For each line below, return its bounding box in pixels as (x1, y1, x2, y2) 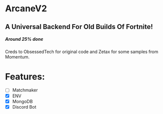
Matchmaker (12, 87, 38, 93)
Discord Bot (12, 104, 36, 110)
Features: (5, 71, 45, 82)
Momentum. (5, 54, 30, 59)
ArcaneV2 (5, 3, 47, 14)
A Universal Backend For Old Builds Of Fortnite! (5, 23, 153, 31)
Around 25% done (5, 36, 43, 42)
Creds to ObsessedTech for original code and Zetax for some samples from (5, 49, 159, 55)
